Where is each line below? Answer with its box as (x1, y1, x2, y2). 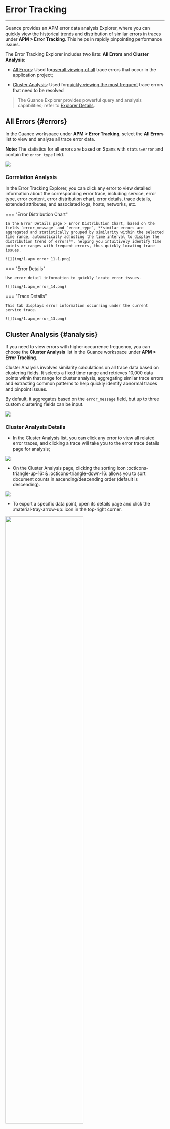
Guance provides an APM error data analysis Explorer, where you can (5, 25, 150, 31)
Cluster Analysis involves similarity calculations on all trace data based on (5, 364, 159, 370)
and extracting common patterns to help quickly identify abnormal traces (5, 380, 158, 387)
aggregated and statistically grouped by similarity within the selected (5, 230, 164, 235)
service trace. (5, 308, 37, 313)
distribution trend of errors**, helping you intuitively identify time (5, 239, 162, 244)
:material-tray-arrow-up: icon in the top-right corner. (12, 506, 122, 512)
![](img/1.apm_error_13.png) (5, 316, 67, 321)
